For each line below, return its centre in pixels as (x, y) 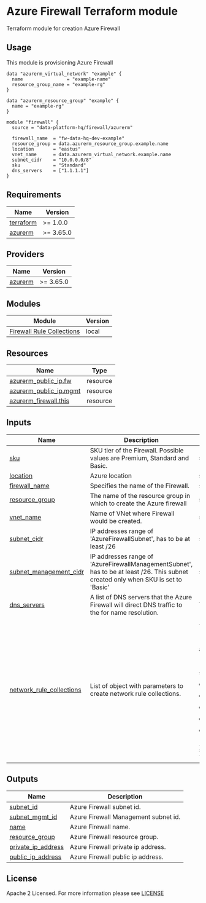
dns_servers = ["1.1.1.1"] (50, 170)
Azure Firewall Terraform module (92, 11)
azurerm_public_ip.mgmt (45, 391)
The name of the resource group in (140, 495)
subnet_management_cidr (47, 572)
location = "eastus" (46, 149)
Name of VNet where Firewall (132, 513)
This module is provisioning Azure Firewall (60, 62)
